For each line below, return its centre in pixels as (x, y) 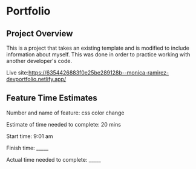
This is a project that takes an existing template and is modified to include (98, 48)
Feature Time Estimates (52, 98)
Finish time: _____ (28, 148)
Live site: (18, 73)
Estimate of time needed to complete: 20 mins (64, 124)
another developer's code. (39, 61)
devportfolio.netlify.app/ (36, 79)
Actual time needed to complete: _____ (54, 159)
